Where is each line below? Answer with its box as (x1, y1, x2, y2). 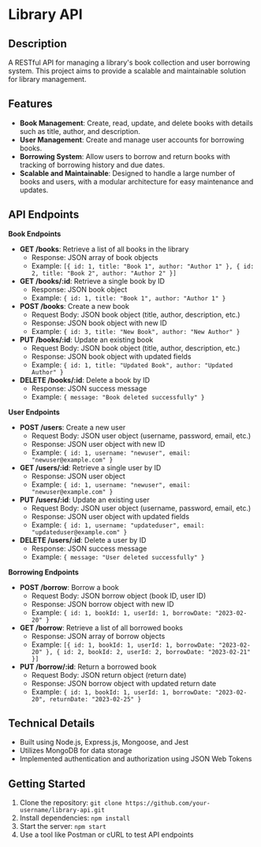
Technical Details (8, 717, 95, 730)
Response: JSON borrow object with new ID (31, 599, 175, 608)
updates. (19, 185, 49, 195)
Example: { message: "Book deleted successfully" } (31, 392, 205, 401)
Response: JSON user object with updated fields (31, 511, 190, 521)
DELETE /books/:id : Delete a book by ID (19, 375, 151, 384)
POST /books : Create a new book (19, 301, 130, 310)
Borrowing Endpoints (8, 567, 79, 577)
